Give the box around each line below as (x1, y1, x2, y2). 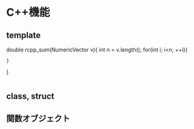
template (6, 30, 41, 40)
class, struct (6, 91, 55, 102)
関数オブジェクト (6, 113, 70, 124)
